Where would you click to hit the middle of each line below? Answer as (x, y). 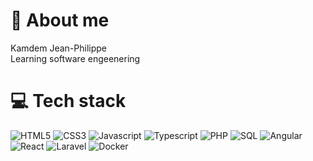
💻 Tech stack (68, 101)
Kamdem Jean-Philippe (59, 48)
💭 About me (60, 20)
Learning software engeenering (75, 58)
